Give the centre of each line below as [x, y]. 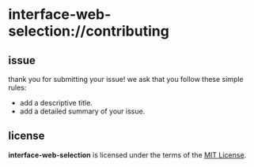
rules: [17, 87]
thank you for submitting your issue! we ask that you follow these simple [126, 79]
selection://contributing [89, 31]
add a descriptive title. [56, 103]
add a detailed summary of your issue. [82, 111]
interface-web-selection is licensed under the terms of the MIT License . [127, 154]
